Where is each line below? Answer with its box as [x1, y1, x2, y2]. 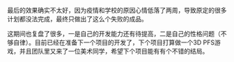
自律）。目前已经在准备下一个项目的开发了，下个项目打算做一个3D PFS [13, 38, 214, 47]
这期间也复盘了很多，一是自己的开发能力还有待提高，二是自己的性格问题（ [7, 30, 221, 38]
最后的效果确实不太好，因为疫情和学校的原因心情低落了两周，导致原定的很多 [7, 6, 227, 14]
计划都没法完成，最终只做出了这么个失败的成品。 [7, 15, 148, 23]
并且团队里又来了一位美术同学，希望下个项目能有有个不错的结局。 [19, 47, 209, 55]
